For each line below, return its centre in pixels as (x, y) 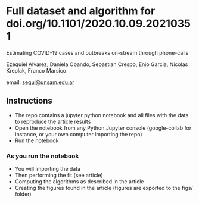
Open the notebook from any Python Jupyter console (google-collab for (103, 128)
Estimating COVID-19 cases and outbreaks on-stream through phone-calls (97, 52)
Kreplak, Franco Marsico (36, 70)
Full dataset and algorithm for (81, 11)
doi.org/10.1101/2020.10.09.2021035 (99, 24)
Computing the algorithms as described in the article (79, 182)
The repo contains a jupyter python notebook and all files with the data (102, 115)
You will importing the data (48, 169)
